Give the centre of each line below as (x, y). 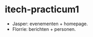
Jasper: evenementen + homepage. (50, 24)
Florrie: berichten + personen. (44, 29)
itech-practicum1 (42, 10)
